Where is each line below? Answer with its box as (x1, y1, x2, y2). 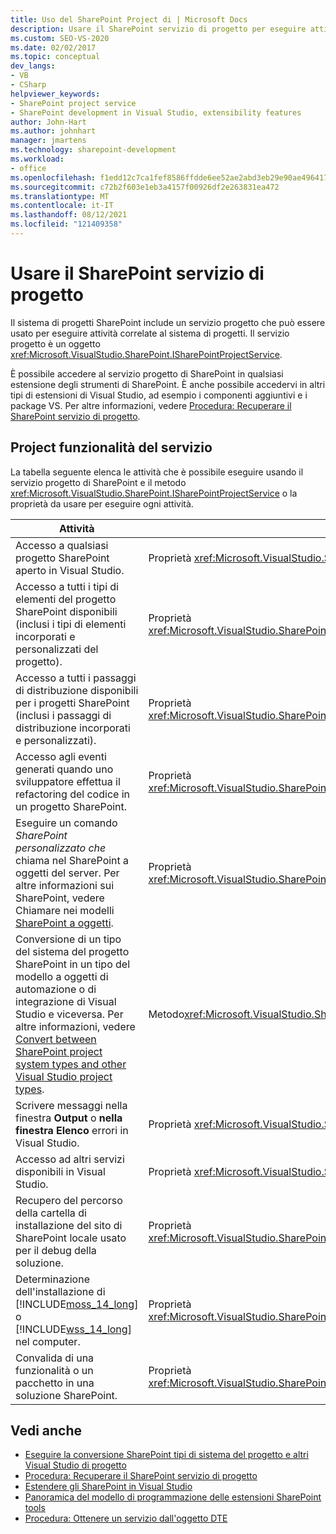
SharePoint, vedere (15, 891, 105, 905)
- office (10, 163, 47, 173)
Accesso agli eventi (15, 749, 107, 763)
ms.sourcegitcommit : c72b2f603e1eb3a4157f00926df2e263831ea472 (10, 182, 280, 192)
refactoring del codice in (15, 787, 130, 801)
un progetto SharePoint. (15, 799, 128, 813)
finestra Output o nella (15, 1111, 123, 1125)
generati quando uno (15, 762, 114, 776)
